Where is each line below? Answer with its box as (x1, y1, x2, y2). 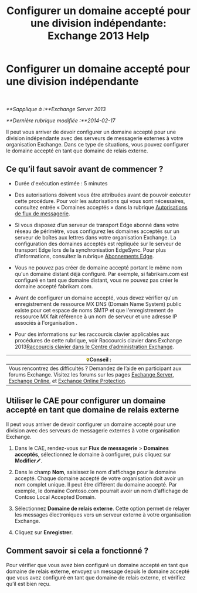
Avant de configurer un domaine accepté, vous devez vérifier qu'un (14, 294, 178, 301)
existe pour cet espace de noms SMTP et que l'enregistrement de (14, 307, 174, 314)
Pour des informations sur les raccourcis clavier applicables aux (14, 331, 170, 338)
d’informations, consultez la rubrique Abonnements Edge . (14, 252, 154, 259)
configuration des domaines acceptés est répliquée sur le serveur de (14, 240, 182, 247)
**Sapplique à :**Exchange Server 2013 (6, 105, 106, 112)
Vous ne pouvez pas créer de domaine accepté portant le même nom (14, 264, 182, 271)
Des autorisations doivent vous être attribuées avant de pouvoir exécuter (14, 191, 191, 198)
